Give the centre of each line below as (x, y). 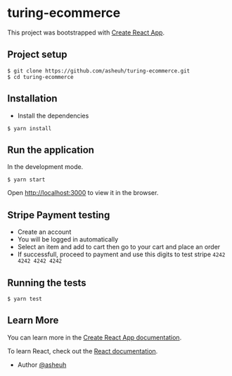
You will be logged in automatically (68, 239)
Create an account (44, 232)
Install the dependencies (53, 115)
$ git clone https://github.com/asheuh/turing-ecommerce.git (99, 71)
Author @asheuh (42, 365)
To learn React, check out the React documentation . (83, 351)
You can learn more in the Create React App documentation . (95, 337)
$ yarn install (30, 128)
